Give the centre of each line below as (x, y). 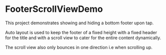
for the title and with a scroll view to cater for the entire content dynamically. (83, 38)
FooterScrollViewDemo (54, 9)
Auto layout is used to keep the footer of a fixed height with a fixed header (81, 32)
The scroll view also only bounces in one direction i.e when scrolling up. (79, 47)
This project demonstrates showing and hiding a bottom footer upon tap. (80, 23)
